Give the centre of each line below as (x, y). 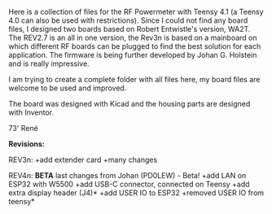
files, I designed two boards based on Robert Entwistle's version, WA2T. (129, 29)
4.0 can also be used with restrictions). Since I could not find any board (128, 20)
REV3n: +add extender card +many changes (83, 159)
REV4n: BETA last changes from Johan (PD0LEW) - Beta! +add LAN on (127, 175)
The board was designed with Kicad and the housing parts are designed (129, 104)
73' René (23, 128)
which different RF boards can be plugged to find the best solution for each (135, 46)
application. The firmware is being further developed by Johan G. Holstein (133, 55)
